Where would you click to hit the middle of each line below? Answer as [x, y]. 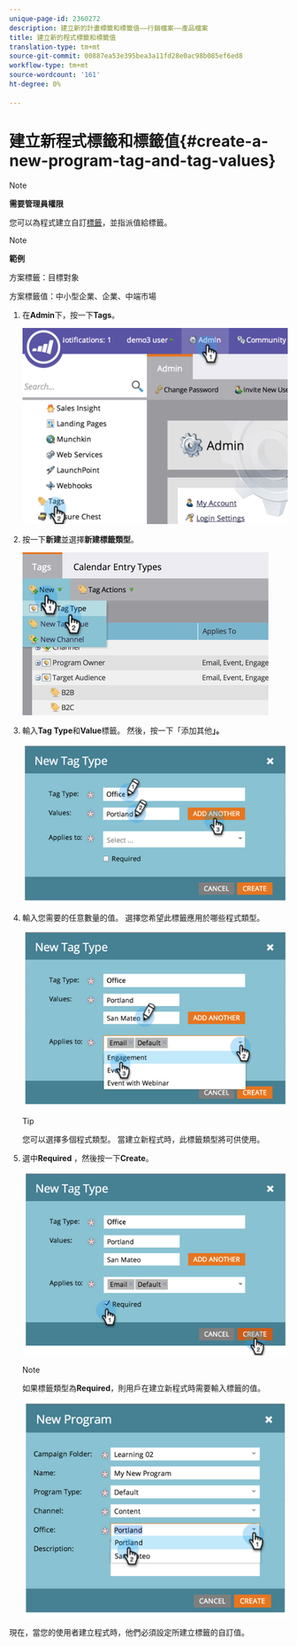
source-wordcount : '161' [55, 75]
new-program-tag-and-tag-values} [143, 160]
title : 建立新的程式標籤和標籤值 [63, 37]
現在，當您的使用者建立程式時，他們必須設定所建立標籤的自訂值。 [129, 1632]
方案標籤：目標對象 [44, 277]
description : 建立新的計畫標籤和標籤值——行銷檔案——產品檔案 [109, 28]
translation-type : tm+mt [55, 47]
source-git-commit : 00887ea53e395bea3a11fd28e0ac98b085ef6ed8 [126, 56]
